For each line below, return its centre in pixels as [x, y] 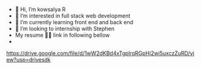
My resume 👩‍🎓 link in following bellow [62, 35]
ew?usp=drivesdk [28, 60]
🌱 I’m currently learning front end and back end [74, 22]
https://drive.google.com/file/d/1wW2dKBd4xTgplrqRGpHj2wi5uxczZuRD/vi [100, 53]
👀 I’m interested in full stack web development [73, 16]
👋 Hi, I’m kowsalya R [40, 9]
